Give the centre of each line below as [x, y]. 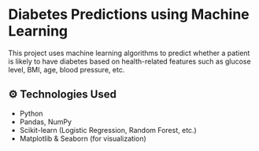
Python [31, 113]
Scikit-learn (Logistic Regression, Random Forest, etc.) [108, 130]
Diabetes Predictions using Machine [129, 15]
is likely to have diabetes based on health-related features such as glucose [129, 61]
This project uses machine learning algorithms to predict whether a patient [129, 53]
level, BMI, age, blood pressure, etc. [67, 69]
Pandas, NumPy [46, 122]
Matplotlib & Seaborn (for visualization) [83, 138]
